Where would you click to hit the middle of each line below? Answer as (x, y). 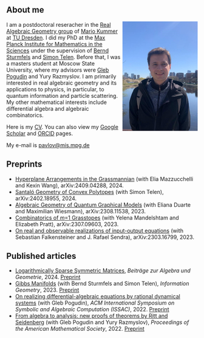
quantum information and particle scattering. (62, 95)
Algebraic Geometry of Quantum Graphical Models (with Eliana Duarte (103, 205)
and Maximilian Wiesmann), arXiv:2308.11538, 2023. (80, 211)
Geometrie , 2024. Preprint (48, 277)
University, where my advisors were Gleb (58, 70)
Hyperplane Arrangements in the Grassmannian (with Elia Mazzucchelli (104, 179)
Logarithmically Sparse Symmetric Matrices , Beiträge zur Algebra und (103, 271)
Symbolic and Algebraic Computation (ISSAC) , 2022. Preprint (92, 309)
